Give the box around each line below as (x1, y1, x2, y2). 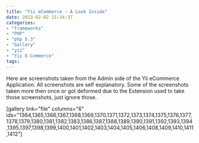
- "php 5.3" (6, 36, 36, 42)
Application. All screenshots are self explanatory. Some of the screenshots (6, 81, 189, 88)
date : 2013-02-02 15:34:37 (6, 14, 73, 20)
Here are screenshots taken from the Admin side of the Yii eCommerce (6, 75, 180, 82)
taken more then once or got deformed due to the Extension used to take (6, 87, 185, 94)
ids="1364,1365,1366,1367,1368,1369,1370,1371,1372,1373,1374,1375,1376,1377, (6, 111, 192, 119)
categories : (6, 20, 36, 26)
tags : (6, 58, 20, 64)
